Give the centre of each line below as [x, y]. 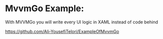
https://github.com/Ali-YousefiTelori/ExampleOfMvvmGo [62, 31]
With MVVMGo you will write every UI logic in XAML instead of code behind [82, 22]
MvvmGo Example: [45, 9]
